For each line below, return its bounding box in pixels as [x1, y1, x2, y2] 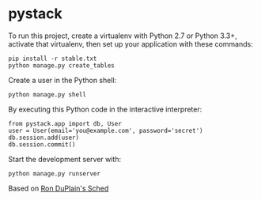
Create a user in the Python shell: [8, 75, 117, 85]
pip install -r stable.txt [8, 55, 97, 62]
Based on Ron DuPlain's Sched [8, 183, 109, 193]
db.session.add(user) [8, 134, 80, 142]
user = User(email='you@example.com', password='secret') [8, 126, 203, 134]
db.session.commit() [8, 140, 77, 149]
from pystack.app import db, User [8, 119, 123, 127]
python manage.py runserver [8, 169, 101, 178]
